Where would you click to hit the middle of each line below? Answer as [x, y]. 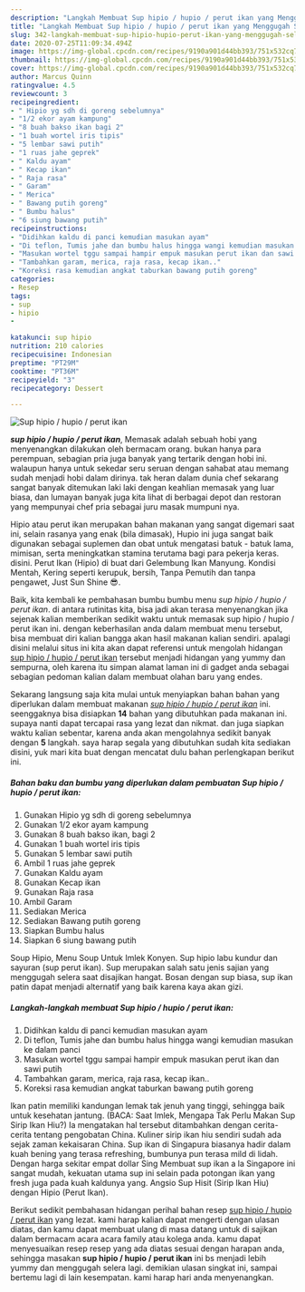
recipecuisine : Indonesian [61, 355]
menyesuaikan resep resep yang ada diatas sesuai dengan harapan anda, [148, 1248]
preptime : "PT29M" [45, 363]
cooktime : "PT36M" [45, 371]
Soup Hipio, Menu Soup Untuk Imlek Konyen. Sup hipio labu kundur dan [144, 958]
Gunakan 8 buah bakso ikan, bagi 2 [90, 834]
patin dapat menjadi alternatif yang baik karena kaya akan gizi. [127, 987]
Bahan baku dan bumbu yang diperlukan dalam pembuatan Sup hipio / [147, 782]
